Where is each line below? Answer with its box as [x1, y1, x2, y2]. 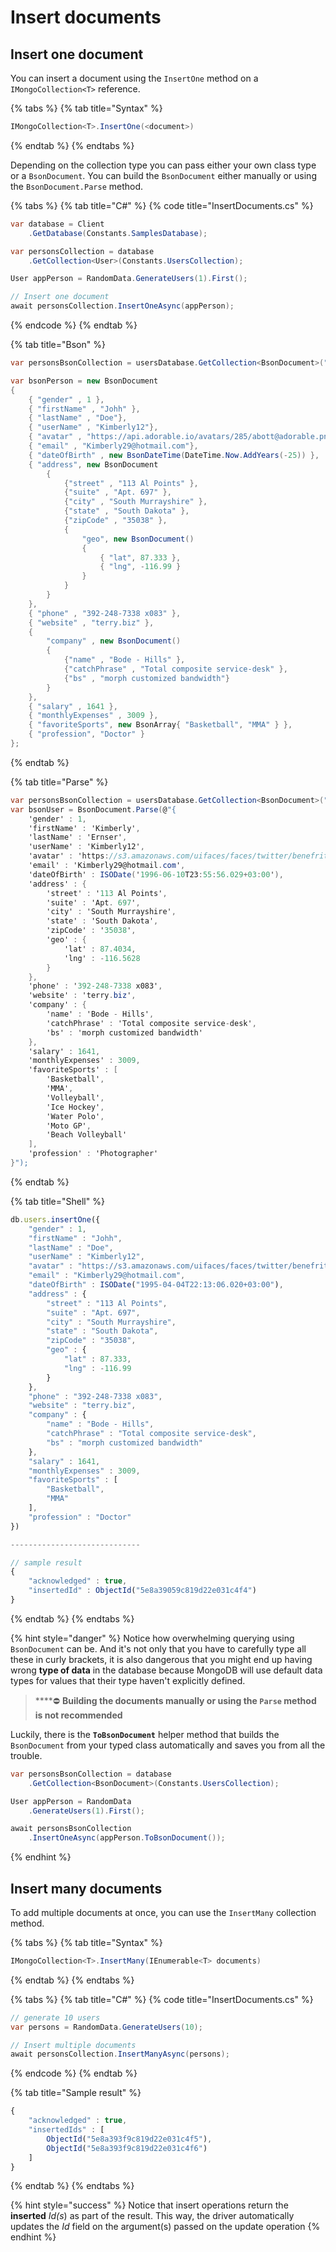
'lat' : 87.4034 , [63, 944, 137, 954]
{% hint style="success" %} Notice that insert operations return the [10, 2199, 289, 2211]
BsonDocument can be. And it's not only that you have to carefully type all [10, 1642, 307, 1655]
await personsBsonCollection [10, 1824, 132, 1834]
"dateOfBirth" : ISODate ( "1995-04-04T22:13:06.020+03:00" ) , [28, 1280, 284, 1290]
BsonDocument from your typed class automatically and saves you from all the [10, 1739, 326, 1751]
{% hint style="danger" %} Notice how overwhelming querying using [10, 1632, 295, 1644]
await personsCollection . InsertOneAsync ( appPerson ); [10, 301, 235, 311]
